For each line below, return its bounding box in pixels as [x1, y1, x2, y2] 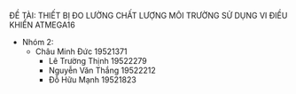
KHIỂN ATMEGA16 [9, 20, 75, 30]
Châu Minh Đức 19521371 [35, 46, 128, 57]
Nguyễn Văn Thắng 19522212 [48, 65, 157, 75]
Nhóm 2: [21, 37, 54, 47]
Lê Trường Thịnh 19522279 [48, 56, 148, 66]
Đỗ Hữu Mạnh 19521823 [48, 74, 137, 85]
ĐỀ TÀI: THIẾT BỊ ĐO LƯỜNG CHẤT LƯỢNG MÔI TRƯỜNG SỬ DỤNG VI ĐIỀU [9, 11, 288, 20]
